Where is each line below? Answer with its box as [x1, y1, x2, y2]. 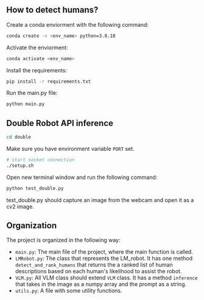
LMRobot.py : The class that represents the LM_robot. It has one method [15, 255, 193, 262]
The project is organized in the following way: [6, 237, 121, 244]
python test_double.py [6, 185, 64, 191]
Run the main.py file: [6, 89, 58, 97]
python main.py [6, 101, 45, 107]
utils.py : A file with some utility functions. [15, 287, 122, 295]
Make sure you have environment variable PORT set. [6, 145, 135, 152]
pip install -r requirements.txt [6, 78, 91, 85]
